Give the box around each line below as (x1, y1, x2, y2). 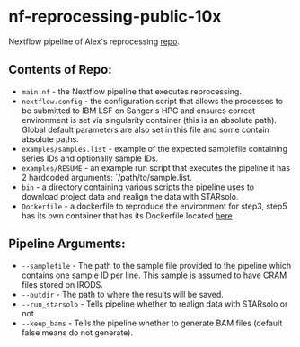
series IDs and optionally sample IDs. (21, 153, 159, 164)
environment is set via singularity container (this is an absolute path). (21, 114, 278, 125)
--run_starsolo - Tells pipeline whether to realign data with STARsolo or (21, 298, 288, 309)
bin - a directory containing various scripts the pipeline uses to (21, 182, 255, 192)
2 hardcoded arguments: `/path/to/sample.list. (21, 172, 192, 182)
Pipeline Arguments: (8, 236, 127, 252)
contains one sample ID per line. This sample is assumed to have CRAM (21, 270, 287, 280)
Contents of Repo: (8, 62, 113, 77)
